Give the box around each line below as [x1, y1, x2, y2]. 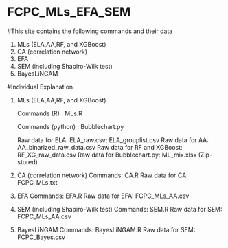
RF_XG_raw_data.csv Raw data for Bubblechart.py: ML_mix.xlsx [16, 150, 197, 159]
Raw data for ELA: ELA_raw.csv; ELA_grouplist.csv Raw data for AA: [16, 135, 209, 144]
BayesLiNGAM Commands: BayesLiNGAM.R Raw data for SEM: [16, 225, 196, 234]
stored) [16, 157, 38, 166]
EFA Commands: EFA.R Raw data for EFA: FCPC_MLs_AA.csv [16, 192, 190, 200]
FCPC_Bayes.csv [16, 233, 66, 241]
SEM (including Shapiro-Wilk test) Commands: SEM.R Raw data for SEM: [16, 205, 223, 213]
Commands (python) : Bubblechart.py [16, 122, 124, 131]
